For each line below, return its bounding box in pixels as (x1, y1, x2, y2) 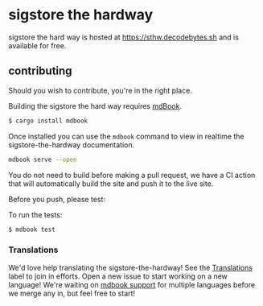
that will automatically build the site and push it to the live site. (8, 179, 214, 188)
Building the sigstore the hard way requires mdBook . (8, 101, 183, 110)
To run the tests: (8, 209, 63, 219)
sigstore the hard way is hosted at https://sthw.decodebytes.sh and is (8, 32, 240, 42)
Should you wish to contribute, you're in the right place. (8, 85, 193, 95)
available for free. (8, 40, 67, 50)
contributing (8, 64, 72, 78)
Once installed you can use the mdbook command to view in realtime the (8, 131, 245, 141)
